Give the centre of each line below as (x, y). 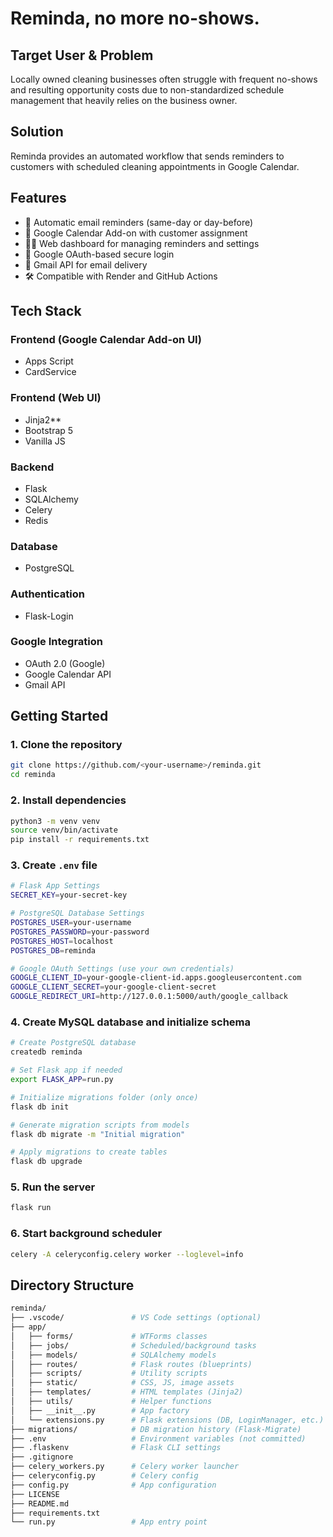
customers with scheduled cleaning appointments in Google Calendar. (155, 166)
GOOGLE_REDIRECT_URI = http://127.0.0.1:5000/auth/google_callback (149, 997)
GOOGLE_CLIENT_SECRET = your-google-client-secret (113, 987)
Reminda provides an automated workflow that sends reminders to (147, 156)
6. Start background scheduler (86, 1234)
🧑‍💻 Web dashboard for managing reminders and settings (142, 243)
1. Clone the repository (66, 745)
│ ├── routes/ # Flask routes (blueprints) (131, 1364)
